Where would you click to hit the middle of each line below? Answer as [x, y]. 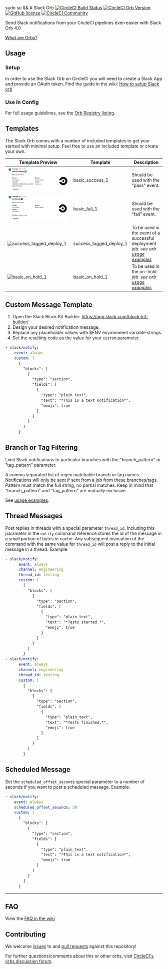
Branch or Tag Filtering [41, 448]
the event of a [146, 233]
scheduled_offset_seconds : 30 [46, 807]
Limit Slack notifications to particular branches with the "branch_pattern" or [83, 459]
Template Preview [38, 162]
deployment [144, 243]
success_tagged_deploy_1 [100, 243]
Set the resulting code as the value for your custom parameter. [76, 338]
